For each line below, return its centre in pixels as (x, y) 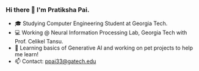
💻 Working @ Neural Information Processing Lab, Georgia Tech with (101, 32)
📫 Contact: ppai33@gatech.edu (55, 61)
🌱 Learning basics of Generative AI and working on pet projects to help (104, 48)
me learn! (27, 54)
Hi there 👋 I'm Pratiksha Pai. (48, 10)
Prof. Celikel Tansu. (39, 42)
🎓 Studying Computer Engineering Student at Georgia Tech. (91, 23)
